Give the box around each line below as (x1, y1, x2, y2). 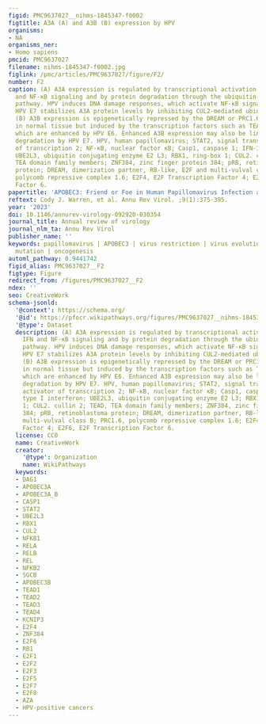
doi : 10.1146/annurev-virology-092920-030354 (8, 211, 161, 219)
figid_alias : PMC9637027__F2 (8, 262, 104, 270)
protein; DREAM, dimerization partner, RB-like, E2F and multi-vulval (15, 166, 253, 174)
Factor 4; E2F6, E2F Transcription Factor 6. (22, 424, 176, 432)
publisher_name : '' (8, 233, 73, 241)
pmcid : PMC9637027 (8, 56, 69, 64)
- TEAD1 (15, 586, 41, 594)
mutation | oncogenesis (15, 247, 93, 255)
